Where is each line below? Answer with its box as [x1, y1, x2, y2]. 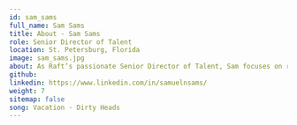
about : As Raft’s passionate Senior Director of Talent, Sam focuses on [9, 62, 283, 71]
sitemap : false [9, 94, 65, 104]
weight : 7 [9, 86, 46, 95]
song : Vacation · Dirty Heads [9, 103, 121, 112]
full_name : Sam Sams [9, 21, 86, 30]
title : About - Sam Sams [9, 29, 101, 38]
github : [9, 70, 38, 79]
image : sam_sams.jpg [9, 54, 86, 62]
